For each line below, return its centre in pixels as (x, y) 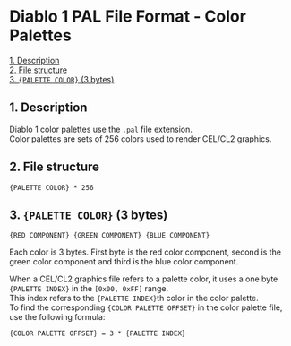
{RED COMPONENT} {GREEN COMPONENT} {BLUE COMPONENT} (110, 236)
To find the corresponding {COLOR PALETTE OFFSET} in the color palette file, (146, 307)
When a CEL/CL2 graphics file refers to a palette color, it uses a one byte (144, 279)
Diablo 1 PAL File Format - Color (128, 17)
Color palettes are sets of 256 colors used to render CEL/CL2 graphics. (141, 138)
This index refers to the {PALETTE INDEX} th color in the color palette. (134, 298)
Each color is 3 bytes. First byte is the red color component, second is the (145, 252)
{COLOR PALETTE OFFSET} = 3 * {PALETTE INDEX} (98, 333)
